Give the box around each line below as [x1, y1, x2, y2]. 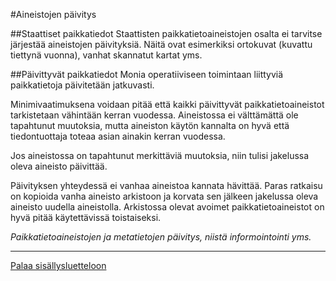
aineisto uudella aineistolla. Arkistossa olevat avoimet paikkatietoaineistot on [10, 201, 325, 213]
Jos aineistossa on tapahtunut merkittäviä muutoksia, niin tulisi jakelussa [10, 150, 310, 161]
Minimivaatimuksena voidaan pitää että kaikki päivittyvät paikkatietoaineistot [10, 99, 325, 110]
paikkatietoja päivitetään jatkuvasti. [10, 79, 155, 91]
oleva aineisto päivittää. [10, 160, 108, 172]
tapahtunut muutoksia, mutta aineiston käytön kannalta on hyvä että [10, 120, 290, 131]
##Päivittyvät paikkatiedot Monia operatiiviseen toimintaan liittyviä [10, 69, 284, 80]
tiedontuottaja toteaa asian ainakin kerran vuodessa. [10, 130, 226, 142]
